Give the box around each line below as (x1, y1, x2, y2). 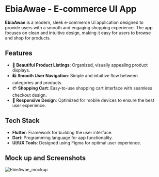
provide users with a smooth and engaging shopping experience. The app (5, 24, 153, 30)
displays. (12, 67, 31, 73)
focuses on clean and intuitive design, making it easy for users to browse (5, 30, 151, 35)
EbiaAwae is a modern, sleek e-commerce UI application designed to (5, 19, 144, 25)
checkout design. (12, 92, 47, 98)
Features (5, 49, 32, 57)
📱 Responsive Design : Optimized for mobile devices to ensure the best (12, 97, 154, 103)
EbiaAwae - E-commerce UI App (5, 3, 137, 15)
